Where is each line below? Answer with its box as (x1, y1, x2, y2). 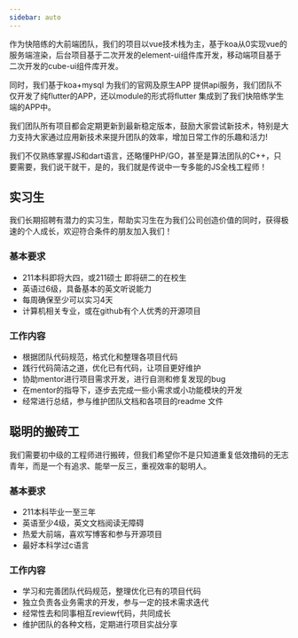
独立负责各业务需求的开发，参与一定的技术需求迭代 (21, 597, 209, 608)
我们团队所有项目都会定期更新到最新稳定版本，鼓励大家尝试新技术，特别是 (9, 121, 281, 131)
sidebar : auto (9, 12, 62, 22)
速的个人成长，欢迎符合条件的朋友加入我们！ (9, 226, 173, 237)
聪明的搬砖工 (9, 424, 80, 440)
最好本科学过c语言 (21, 540, 90, 550)
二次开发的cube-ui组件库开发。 (9, 60, 124, 71)
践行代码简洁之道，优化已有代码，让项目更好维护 (21, 362, 201, 373)
